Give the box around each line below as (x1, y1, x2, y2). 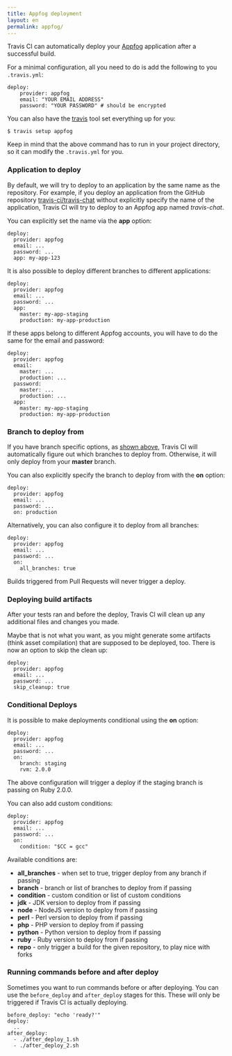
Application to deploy (7, 165, 81, 175)
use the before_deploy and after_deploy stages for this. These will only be (7, 991, 220, 999)
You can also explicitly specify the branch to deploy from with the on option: (7, 471, 226, 479)
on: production (13, 508, 58, 515)
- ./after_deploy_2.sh (13, 1042, 79, 1049)
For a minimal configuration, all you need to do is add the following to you (7, 63, 217, 72)
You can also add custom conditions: (7, 799, 113, 807)
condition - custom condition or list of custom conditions (17, 891, 181, 899)
